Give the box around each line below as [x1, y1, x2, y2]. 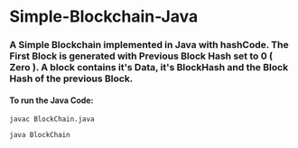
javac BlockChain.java [9, 115, 95, 124]
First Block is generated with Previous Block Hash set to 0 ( [9, 50, 274, 62]
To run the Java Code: [9, 95, 94, 106]
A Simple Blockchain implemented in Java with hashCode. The [9, 39, 289, 51]
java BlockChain [9, 131, 70, 140]
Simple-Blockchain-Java [9, 6, 199, 27]
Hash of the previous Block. [9, 72, 134, 85]
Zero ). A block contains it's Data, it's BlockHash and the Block [9, 61, 289, 74]
